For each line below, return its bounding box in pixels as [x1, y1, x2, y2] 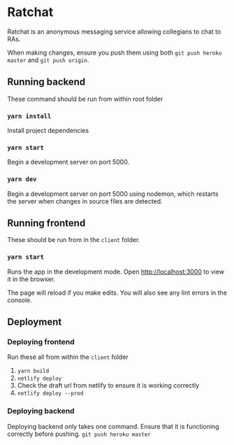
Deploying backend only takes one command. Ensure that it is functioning [7, 422, 219, 430]
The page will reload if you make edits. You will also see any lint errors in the [7, 288, 227, 297]
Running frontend [7, 218, 86, 229]
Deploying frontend [7, 337, 75, 347]
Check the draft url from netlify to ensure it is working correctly [17, 381, 200, 390]
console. [7, 295, 33, 304]
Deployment [7, 316, 62, 328]
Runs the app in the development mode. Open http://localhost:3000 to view [7, 267, 225, 276]
